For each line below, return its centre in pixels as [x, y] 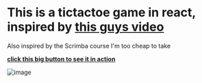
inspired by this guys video [86, 27]
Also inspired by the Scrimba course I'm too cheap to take [89, 46]
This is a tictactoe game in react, [102, 13]
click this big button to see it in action [61, 59]
